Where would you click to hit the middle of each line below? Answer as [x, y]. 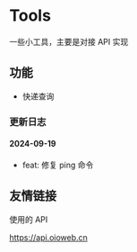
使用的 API [29, 219]
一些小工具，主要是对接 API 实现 [69, 41]
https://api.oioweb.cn [48, 237]
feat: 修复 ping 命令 [58, 165]
